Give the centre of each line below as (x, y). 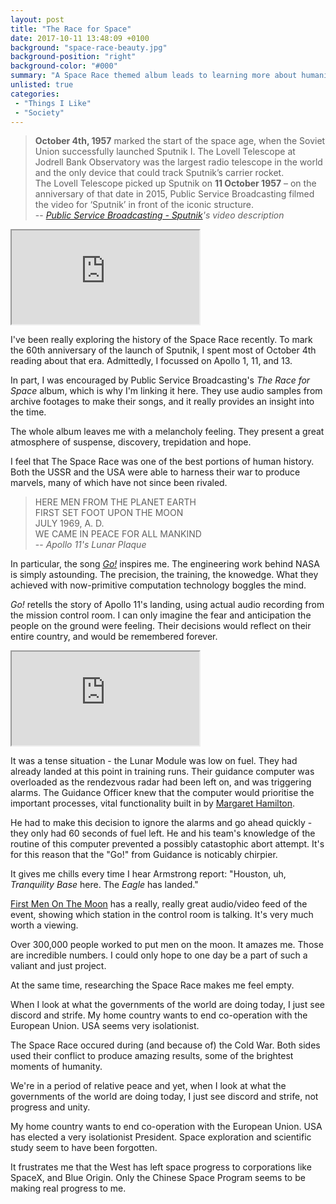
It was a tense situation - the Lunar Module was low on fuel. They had (154, 761)
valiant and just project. (58, 966)
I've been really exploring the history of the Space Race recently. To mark (161, 340)
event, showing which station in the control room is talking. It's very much (162, 915)
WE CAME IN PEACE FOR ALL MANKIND (118, 534)
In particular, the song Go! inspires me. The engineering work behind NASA (165, 564)
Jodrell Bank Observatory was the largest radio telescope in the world (178, 162)
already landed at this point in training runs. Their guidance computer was (162, 772)
